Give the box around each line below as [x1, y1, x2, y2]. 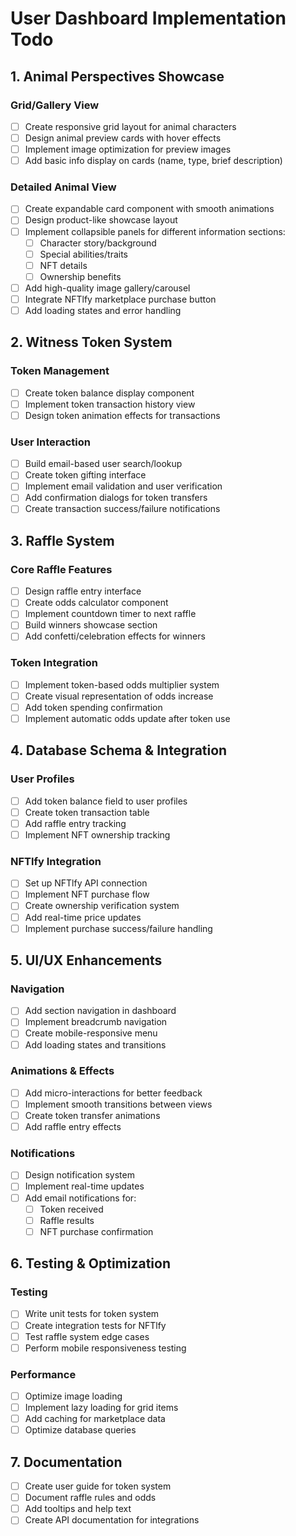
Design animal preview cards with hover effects [24, 132, 222, 144]
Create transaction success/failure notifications [24, 503, 221, 515]
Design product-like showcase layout [24, 214, 178, 226]
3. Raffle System [10, 532, 115, 549]
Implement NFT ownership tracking [24, 828, 171, 841]
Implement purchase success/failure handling [24, 922, 213, 934]
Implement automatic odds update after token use [24, 713, 231, 725]
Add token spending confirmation [24, 701, 163, 713]
